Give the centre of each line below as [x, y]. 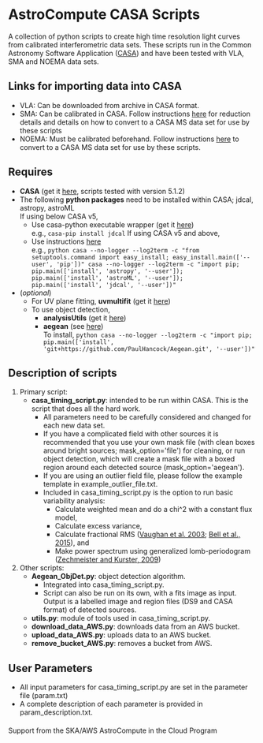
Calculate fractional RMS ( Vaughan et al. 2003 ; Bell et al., [148, 535]
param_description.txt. [56, 712]
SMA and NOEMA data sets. [54, 62]
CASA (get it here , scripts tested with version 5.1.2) [102, 191]
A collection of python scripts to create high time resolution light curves [124, 36]
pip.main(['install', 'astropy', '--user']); [107, 271]
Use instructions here [66, 241]
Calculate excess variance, [98, 526]
